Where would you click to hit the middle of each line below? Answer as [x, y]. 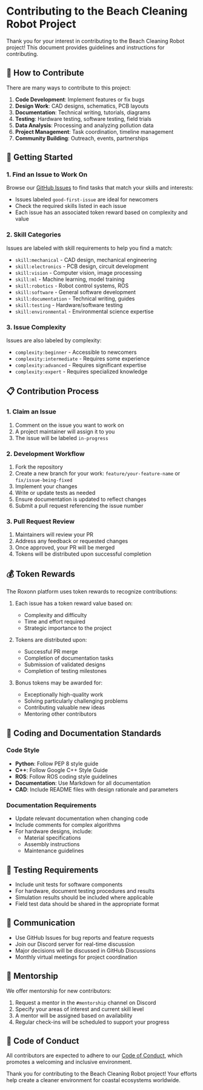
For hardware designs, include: [54, 832]
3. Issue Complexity [36, 327]
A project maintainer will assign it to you [65, 431]
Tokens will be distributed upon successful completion [83, 554]
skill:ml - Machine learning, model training [70, 279]
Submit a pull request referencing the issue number [79, 506]
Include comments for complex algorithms [68, 825]
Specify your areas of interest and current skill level [79, 1009]
